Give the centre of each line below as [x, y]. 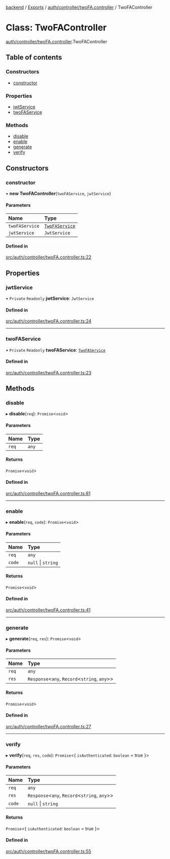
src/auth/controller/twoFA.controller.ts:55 [48, 851]
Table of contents [34, 57]
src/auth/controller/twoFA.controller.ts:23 [49, 373]
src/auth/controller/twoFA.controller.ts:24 [49, 321]
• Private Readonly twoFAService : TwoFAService [56, 350]
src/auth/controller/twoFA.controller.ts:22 [49, 257]
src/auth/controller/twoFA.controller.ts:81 [48, 493]
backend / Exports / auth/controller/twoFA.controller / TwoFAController [79, 7]
